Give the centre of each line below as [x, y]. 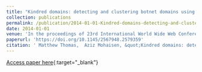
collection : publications [38, 17]
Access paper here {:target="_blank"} [52, 62]
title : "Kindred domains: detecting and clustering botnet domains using [101, 12]
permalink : [20, 23]
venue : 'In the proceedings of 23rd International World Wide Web [91, 34]
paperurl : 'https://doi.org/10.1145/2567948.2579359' [75, 40]
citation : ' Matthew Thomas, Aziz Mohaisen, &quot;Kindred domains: [95, 46]
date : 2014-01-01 [28, 28]
